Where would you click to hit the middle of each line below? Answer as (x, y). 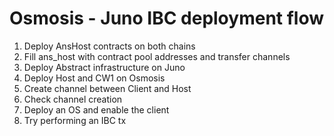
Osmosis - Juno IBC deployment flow (167, 18)
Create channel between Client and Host (107, 88)
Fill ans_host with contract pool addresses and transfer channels (157, 56)
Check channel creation (73, 99)
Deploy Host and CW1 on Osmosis (94, 78)
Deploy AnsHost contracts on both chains (109, 46)
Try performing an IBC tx (75, 120)
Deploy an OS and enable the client (96, 109)
